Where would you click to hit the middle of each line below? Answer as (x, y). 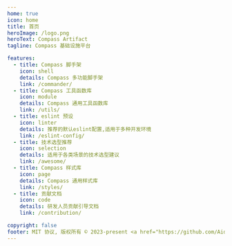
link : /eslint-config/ (52, 136)
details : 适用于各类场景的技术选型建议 (69, 155)
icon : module (38, 97)
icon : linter (38, 123)
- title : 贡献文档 (38, 194)
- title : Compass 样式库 (47, 168)
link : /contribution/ (50, 213)
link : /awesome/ (43, 161)
